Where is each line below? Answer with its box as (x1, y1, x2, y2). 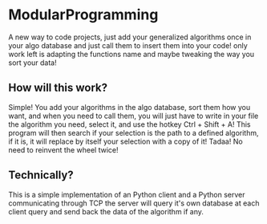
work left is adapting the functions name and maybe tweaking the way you (8, 49, 255, 59)
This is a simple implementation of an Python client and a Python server (8, 189, 245, 199)
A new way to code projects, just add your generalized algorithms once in (8, 32, 252, 42)
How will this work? (8, 81, 108, 95)
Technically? (8, 169, 74, 182)
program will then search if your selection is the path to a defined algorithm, (8, 128, 259, 137)
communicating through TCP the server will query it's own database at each (8, 198, 260, 208)
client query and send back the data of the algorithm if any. (8, 206, 204, 216)
